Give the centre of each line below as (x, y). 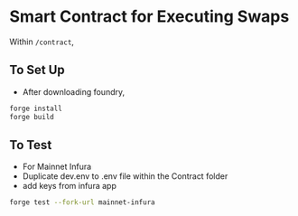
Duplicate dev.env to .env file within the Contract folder (125, 176)
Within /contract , (42, 42)
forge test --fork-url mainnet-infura (82, 202)
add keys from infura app (70, 186)
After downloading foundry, (74, 91)
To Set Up (37, 70)
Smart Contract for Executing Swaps (149, 17)
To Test (31, 145)
